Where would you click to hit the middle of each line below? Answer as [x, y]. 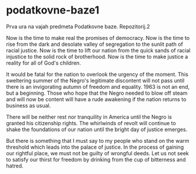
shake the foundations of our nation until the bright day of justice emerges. [97, 129]
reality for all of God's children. [44, 63]
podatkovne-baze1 [53, 10]
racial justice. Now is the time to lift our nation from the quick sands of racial [98, 50]
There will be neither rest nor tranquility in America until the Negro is [89, 117]
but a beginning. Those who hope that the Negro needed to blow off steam [97, 93]
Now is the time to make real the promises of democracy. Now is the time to [98, 38]
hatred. [15, 166]
